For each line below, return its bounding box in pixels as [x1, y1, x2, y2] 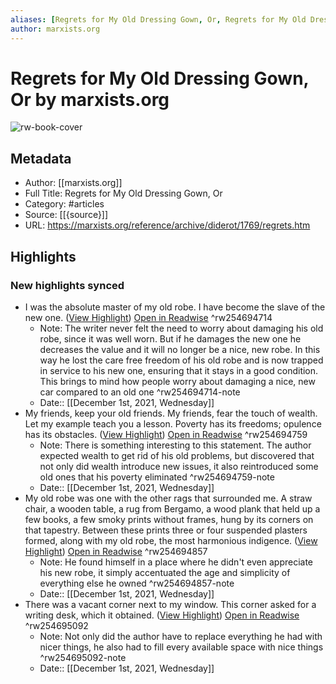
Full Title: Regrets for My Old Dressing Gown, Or [24, 187, 223, 200]
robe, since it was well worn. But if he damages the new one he [39, 332, 302, 345]
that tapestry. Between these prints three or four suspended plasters [24, 524, 308, 536]
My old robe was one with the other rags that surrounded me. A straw [24, 492, 313, 504]
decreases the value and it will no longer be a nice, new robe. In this [39, 343, 321, 355]
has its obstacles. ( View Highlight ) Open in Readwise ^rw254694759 [24, 428, 308, 440]
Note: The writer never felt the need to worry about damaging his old [39, 322, 324, 334]
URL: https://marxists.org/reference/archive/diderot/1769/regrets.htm [24, 219, 311, 231]
